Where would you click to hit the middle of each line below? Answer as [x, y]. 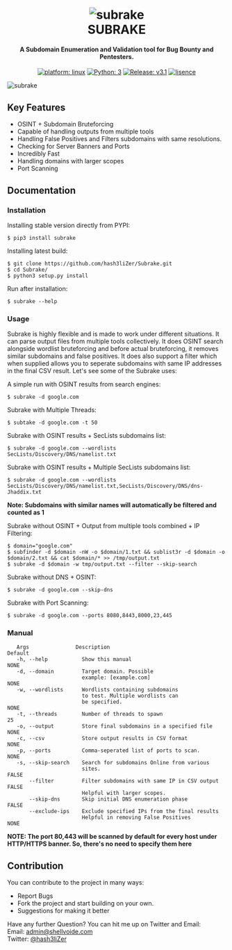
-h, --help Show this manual [74, 660]
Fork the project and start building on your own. [85, 903]
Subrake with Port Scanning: [48, 603]
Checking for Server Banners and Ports [73, 147]
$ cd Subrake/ [28, 270]
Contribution [35, 866]
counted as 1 [26, 513]
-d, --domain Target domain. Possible [85, 672]
